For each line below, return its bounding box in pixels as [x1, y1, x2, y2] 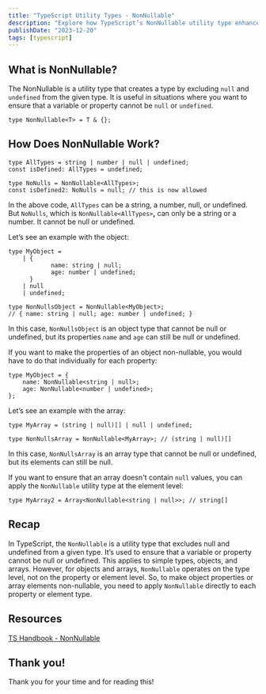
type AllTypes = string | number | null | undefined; [8, 158, 190, 166]
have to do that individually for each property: [8, 355, 158, 365]
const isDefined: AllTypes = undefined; [8, 165, 144, 173]
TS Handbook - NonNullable [8, 633, 101, 643]
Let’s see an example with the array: [8, 405, 126, 415]
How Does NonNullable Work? [8, 138, 160, 151]
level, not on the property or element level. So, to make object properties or [8, 572, 254, 582]
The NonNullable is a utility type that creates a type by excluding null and [8, 84, 249, 93]
